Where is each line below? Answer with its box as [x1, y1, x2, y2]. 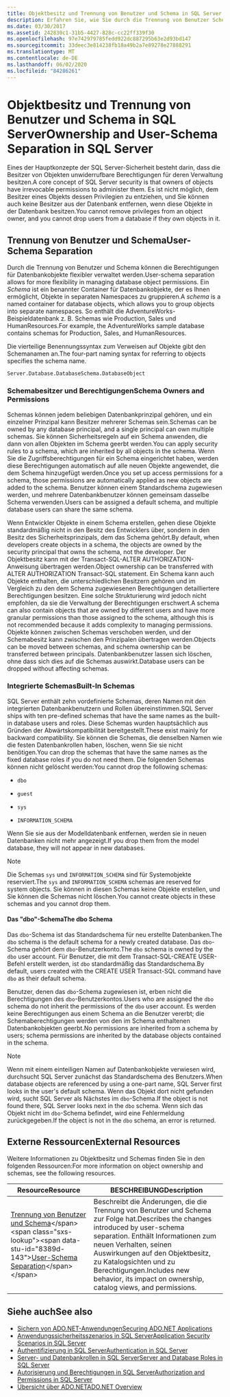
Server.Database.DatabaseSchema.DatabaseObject [7, 370, 146, 378]
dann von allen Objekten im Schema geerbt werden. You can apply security [7, 439, 218, 448]
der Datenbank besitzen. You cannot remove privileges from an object [7, 207, 203, 216]
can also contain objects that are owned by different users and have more [7, 605, 216, 614]
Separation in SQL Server [7, 141, 153, 157]
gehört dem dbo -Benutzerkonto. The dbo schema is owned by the [31, 945, 214, 954]
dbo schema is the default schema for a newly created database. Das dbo [7, 938, 212, 946]
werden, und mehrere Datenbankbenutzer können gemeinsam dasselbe [7, 490, 210, 498]
